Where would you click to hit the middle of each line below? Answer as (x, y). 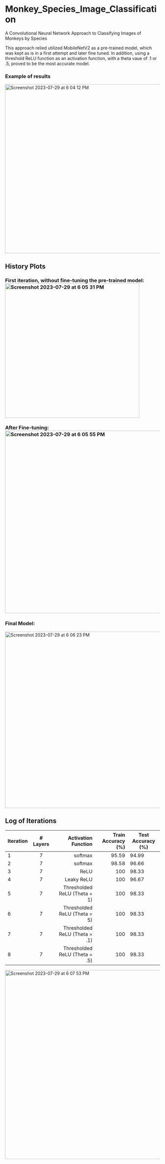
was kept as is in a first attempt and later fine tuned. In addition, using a (77, 53)
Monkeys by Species (26, 38)
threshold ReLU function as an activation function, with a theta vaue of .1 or (81, 58)
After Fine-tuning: (27, 428)
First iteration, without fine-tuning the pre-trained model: (75, 280)
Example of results (28, 76)
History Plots (25, 266)
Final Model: (20, 624)
